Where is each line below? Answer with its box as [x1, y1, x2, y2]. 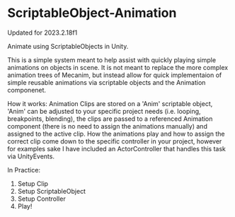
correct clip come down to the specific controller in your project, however [7, 136, 222, 146]
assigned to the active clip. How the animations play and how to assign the [7, 129, 225, 138]
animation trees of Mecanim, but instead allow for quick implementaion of [7, 71, 222, 79]
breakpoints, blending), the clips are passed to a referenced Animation [7, 115, 213, 123]
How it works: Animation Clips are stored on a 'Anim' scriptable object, [7, 99, 213, 107]
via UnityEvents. [7, 152, 55, 160]
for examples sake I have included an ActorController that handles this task [7, 144, 227, 153]
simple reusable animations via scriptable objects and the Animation [7, 78, 206, 86]
